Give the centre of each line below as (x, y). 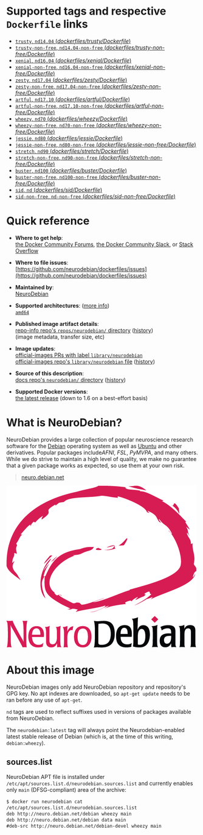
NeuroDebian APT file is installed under (56, 777)
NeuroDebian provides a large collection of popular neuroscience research (100, 439)
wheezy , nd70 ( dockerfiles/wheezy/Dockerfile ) (71, 118)
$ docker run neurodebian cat (45, 802)
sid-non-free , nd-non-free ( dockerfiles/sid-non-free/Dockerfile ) (95, 196)
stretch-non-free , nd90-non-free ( (58, 157)
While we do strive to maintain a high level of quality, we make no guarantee (101, 459)
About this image (50, 670)
